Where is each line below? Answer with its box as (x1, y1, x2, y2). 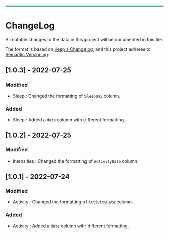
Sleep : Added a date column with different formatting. (12, 116, 125, 123)
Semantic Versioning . (5, 51, 49, 57)
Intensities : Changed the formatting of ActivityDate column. (12, 158, 139, 164)
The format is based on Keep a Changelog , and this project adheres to (5, 46, 151, 52)
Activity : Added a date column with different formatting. (12, 223, 129, 229)
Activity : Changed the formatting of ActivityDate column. (12, 199, 133, 205)
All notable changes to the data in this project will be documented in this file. (5, 36, 163, 42)
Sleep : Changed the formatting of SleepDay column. (12, 93, 121, 99)
